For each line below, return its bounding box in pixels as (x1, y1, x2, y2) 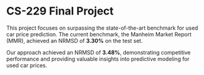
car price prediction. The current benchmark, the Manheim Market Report (6, 30, 192, 37)
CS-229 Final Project (6, 4, 114, 18)
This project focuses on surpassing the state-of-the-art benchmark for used (6, 24, 199, 31)
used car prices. (6, 62, 48, 69)
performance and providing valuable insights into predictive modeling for (6, 55, 190, 62)
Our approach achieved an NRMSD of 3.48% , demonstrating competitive (6, 48, 191, 56)
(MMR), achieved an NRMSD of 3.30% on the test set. (6, 37, 143, 44)
